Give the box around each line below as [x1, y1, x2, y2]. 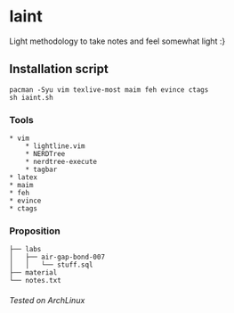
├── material [9, 268, 58, 277]
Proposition [9, 225, 61, 237]
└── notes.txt [9, 276, 62, 285]
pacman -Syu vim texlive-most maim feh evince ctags [9, 85, 209, 95]
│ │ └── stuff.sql [9, 260, 93, 269]
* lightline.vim [25, 142, 86, 151]
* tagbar [25, 165, 58, 175]
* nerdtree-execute [25, 158, 98, 167]
